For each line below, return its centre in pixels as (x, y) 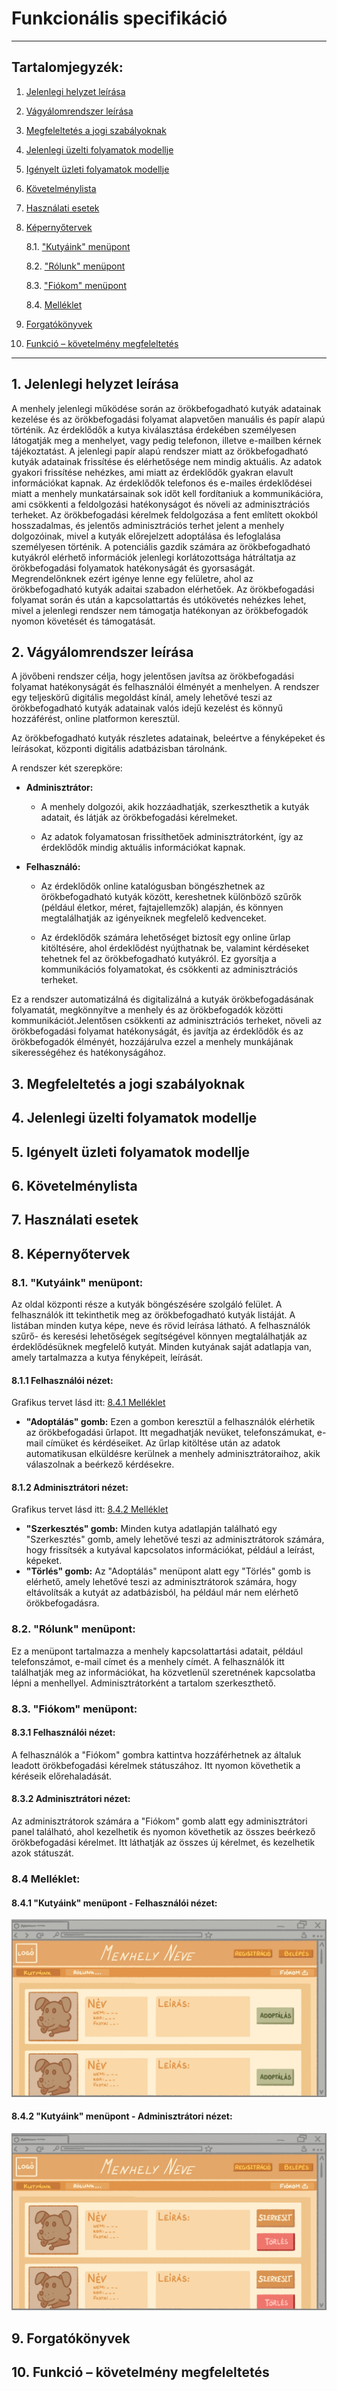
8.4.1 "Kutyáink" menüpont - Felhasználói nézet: (114, 1903)
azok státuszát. (42, 1853)
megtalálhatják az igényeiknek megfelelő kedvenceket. (153, 918)
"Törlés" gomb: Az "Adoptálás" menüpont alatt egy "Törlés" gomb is (168, 1571)
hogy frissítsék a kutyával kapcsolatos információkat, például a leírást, (170, 1550)
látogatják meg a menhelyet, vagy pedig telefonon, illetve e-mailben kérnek (166, 440)
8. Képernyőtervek (71, 1253)
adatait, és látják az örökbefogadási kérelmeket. (139, 818)
